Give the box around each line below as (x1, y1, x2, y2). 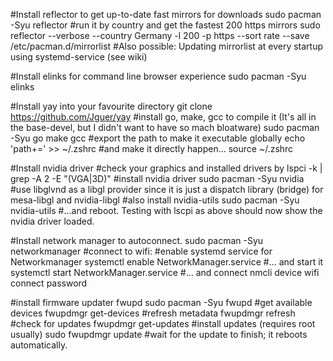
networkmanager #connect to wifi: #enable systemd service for (10, 245, 273, 257)
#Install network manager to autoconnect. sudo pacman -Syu (10, 235, 264, 246)
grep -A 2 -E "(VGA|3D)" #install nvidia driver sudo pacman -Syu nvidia (10, 173, 305, 184)
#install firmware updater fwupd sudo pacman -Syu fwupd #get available (10, 297, 313, 308)
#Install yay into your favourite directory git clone (10, 100, 213, 112)
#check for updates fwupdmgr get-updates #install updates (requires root (10, 318, 316, 329)
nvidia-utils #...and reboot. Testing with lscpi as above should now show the (10, 205, 323, 216)
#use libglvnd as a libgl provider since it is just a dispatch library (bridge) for (10, 184, 324, 195)
